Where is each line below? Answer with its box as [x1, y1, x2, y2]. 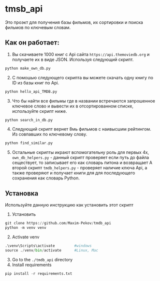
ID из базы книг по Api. [12, 80, 59, 86]
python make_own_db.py [5, 66, 51, 71]
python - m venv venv [5, 225, 47, 230]
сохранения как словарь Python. [12, 175, 80, 181]
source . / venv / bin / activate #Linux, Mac [5, 248, 98, 252]
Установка [5, 189, 39, 197]
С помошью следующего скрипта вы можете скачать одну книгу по [12, 74, 154, 80]
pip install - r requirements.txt [5, 271, 73, 276]
